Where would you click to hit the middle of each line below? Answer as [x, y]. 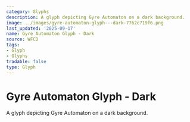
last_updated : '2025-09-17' [41, 28]
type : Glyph [21, 67]
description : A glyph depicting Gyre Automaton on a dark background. [96, 17]
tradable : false [26, 61]
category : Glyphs [28, 12]
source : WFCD [22, 39]
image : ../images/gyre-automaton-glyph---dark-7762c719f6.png [85, 23]
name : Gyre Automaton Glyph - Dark [50, 34]
